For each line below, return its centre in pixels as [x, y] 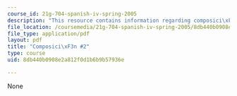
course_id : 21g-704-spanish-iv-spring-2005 [72, 14]
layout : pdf [25, 40]
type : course [26, 54]
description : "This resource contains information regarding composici [115, 20]
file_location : [30, 27]
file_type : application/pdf [49, 34]
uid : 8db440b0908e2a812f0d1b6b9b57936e [66, 60]
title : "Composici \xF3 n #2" [49, 47]
